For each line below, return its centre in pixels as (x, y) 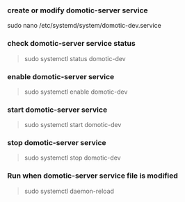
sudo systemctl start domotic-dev (73, 125)
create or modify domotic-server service (78, 10)
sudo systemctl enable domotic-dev (76, 92)
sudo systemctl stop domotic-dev (72, 158)
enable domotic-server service (61, 76)
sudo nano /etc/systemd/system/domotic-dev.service (84, 26)
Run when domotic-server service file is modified (93, 176)
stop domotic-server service (57, 143)
